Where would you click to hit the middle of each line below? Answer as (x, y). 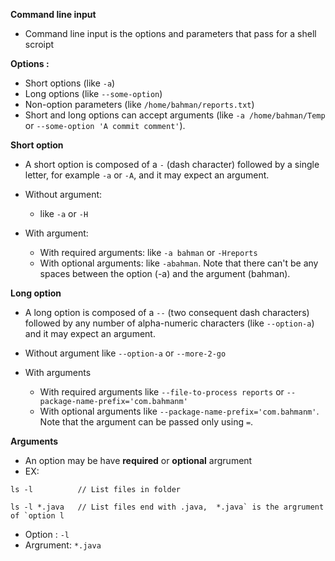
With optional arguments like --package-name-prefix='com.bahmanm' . (179, 411)
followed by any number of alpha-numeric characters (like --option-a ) (169, 323)
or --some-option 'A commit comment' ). (105, 125)
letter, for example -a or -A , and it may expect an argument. (147, 175)
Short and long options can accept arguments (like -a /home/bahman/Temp (175, 115)
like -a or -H (64, 213)
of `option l (37, 516)
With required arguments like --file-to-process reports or (162, 392)
